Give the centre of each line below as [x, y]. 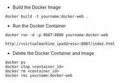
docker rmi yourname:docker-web [39, 75]
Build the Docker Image [36, 7]
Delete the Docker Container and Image [53, 53]
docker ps [15, 62]
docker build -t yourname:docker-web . [47, 17]
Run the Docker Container [39, 26]
